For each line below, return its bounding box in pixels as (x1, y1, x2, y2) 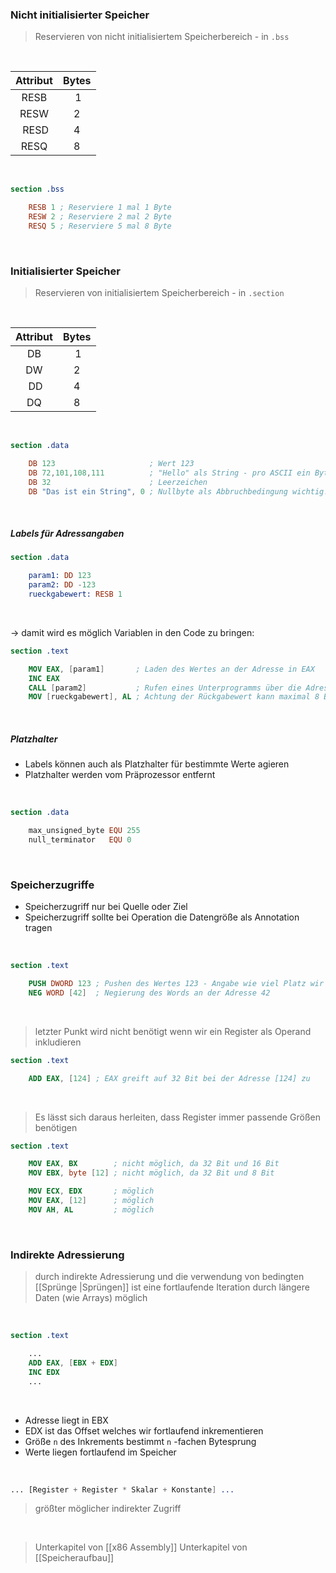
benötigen (34, 1121, 78, 1133)
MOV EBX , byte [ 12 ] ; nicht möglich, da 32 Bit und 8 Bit (28, 1168, 275, 1178)
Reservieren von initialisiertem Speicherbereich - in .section (34, 287, 285, 299)
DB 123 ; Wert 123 (28, 458, 195, 468)
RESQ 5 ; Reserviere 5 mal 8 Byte (28, 221, 172, 231)
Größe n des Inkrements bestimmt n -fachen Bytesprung (24, 1435, 257, 1447)
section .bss (10, 184, 65, 195)
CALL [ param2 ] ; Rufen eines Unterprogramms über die (28, 683, 302, 693)
